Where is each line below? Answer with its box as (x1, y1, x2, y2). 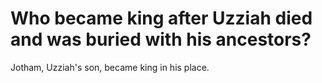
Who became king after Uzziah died (10, 7, 313, 30)
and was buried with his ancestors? (10, 28, 312, 51)
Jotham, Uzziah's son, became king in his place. (10, 61, 210, 73)
